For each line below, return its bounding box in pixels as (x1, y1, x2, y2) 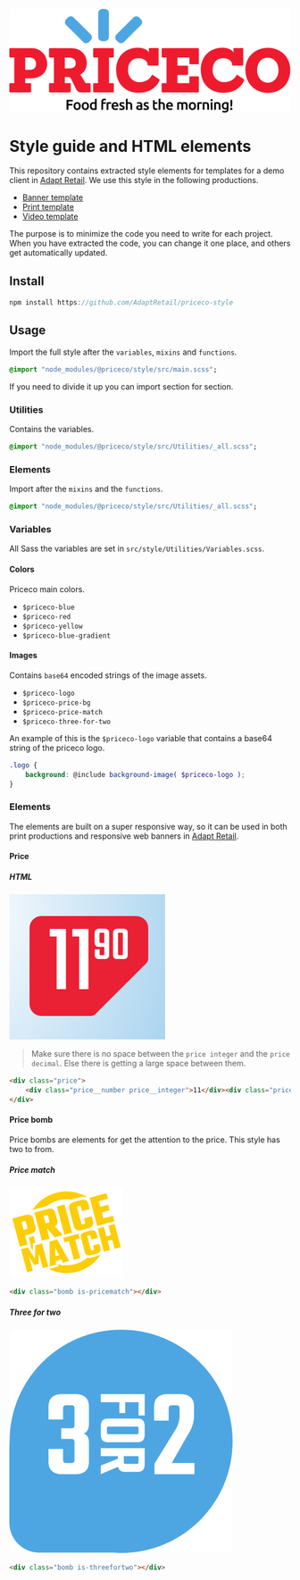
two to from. (9, 1144, 55, 1155)
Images (9, 650, 37, 661)
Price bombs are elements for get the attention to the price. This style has (9, 1134, 281, 1145)
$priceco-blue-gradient (21, 631, 112, 640)
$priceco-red (21, 612, 71, 621)
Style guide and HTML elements (9, 136, 252, 156)
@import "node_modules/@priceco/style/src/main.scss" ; (9, 364, 218, 374)
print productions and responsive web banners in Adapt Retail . (9, 831, 239, 841)
